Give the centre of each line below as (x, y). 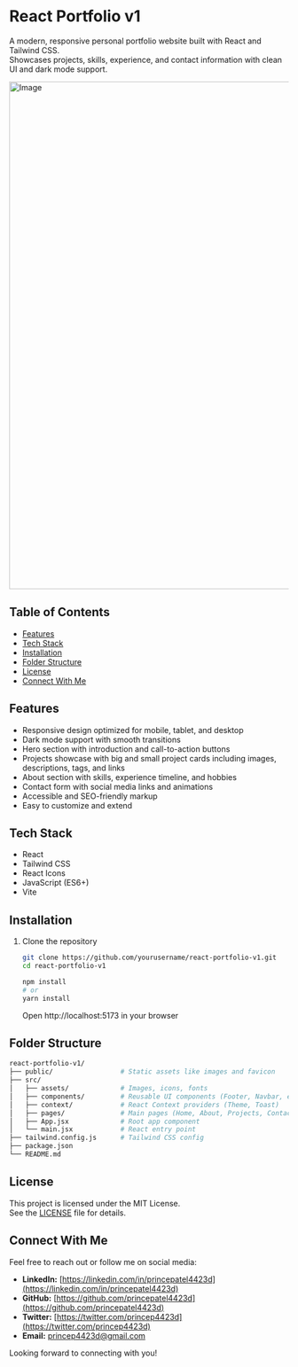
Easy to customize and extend (77, 805)
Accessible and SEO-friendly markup (90, 796)
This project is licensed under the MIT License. (95, 1203)
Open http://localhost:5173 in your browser (100, 1015)
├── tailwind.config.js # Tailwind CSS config (106, 1138)
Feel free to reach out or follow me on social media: (103, 1262)
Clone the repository (59, 941)
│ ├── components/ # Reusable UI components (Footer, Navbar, (146, 1097)
